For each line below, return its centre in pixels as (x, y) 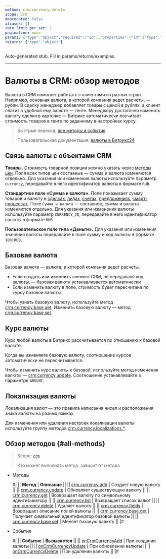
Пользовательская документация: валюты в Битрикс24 (76, 140)
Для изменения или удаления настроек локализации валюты (70, 423)
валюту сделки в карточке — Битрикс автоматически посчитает (73, 116)
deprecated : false (24, 19)
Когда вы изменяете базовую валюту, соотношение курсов (68, 355)
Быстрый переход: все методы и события (61, 130)
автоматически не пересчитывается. (44, 361)
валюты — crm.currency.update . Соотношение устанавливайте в (73, 375)
